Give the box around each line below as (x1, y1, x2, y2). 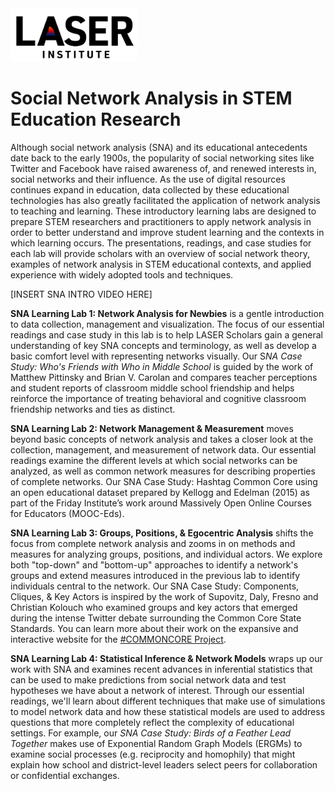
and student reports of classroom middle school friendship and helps (10, 382, 295, 394)
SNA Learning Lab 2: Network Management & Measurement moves (10, 423, 294, 435)
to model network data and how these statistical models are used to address (10, 706, 326, 718)
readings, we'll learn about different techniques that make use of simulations (10, 695, 326, 707)
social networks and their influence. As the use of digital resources (10, 173, 286, 186)
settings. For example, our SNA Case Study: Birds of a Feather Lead (10, 727, 292, 739)
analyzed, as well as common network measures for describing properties (10, 465, 316, 477)
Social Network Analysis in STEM (10, 87, 293, 110)
